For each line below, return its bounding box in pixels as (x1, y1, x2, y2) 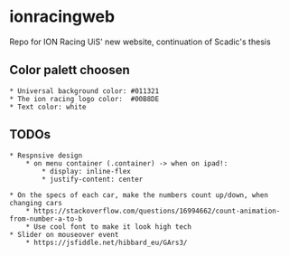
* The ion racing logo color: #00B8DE (9, 94, 160, 103)
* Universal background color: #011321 (9, 86, 160, 96)
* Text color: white (9, 102, 88, 111)
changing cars (9, 198, 63, 207)
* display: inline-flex (42, 166, 131, 175)
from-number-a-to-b (9, 214, 83, 223)
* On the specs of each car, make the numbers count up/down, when (9, 190, 269, 200)
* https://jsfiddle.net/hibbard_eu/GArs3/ (25, 238, 188, 247)
